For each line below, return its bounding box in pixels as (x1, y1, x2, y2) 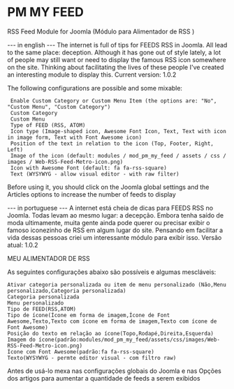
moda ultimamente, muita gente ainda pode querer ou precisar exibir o (7, 218, 210, 227)
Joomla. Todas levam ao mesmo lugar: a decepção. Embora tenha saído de (7, 211, 224, 220)
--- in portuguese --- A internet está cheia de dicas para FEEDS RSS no (7, 204, 214, 212)
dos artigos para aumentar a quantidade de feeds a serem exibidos (7, 374, 200, 382)
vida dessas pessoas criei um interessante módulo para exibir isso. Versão (7, 233, 222, 241)
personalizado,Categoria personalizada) (7, 287, 127, 294)
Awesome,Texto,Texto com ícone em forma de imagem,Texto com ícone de (7, 318, 217, 325)
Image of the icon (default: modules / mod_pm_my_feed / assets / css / (10, 152, 227, 159)
